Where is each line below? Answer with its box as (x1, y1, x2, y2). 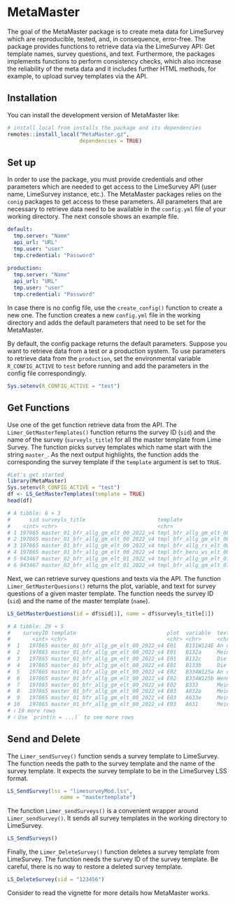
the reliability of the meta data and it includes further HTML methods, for (7, 64, 217, 73)
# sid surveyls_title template (7, 516, 183, 523)
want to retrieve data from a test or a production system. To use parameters (7, 347, 226, 355)
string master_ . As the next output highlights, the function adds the (7, 450, 199, 459)
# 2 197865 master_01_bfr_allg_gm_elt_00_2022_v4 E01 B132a (7, 649, 201, 656)
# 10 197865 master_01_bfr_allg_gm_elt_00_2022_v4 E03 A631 (7, 701, 199, 708)
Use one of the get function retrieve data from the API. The (7, 420, 177, 429)
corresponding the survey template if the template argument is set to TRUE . (7, 457, 222, 466)
